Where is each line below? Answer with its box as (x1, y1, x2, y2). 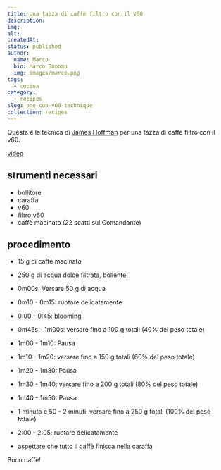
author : (7, 50, 30, 57)
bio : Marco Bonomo (13, 63, 68, 70)
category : (7, 89, 37, 96)
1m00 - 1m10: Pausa (17, 339, 75, 347)
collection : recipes (7, 109, 68, 116)
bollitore (17, 188, 42, 197)
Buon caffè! (7, 456, 41, 464)
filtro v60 (17, 211, 44, 219)
